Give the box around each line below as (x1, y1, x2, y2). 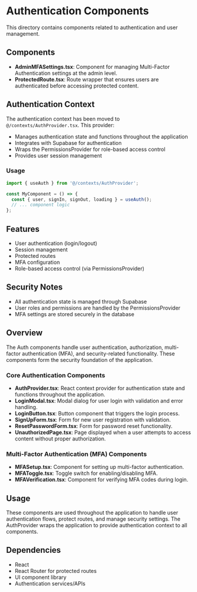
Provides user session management (14, 152, 102, 159)
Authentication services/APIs (14, 580, 86, 587)
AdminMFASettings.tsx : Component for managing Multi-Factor (14, 63, 170, 70)
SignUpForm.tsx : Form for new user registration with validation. (14, 416, 171, 423)
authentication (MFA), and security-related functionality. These (21, 349, 175, 357)
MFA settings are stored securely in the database (14, 310, 135, 317)
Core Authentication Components (6, 371, 105, 379)
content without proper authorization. (14, 435, 106, 442)
